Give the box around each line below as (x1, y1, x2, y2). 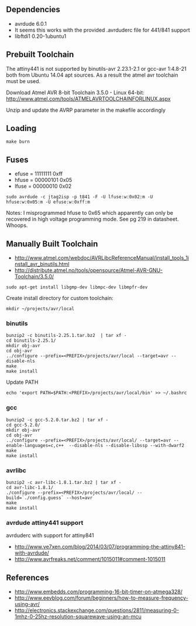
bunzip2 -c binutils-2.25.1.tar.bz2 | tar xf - (6, 333, 127, 339)
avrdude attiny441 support (6, 518, 84, 527)
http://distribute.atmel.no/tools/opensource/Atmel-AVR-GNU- (14, 267, 163, 274)
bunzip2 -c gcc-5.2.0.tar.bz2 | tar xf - (6, 417, 109, 423)
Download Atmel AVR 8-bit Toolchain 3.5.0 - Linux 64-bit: (6, 89, 145, 96)
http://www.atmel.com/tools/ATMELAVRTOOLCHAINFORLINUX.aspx (6, 95, 171, 102)
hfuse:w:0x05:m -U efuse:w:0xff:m (6, 199, 91, 205)
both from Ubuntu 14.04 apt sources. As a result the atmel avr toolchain (6, 71, 178, 78)
